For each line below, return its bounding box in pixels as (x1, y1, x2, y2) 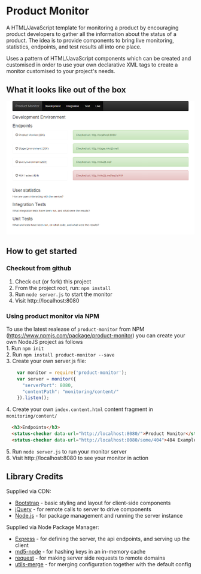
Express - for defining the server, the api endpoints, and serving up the (14, 535, 190, 542)
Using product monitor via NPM (6, 312, 100, 320)
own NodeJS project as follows (6, 338, 83, 345)
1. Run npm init (6, 345, 44, 352)
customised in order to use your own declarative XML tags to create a (6, 61, 178, 68)
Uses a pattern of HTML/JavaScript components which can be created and (6, 55, 191, 62)
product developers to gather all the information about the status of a (6, 30, 176, 37)
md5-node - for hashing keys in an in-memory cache (14, 548, 146, 555)
